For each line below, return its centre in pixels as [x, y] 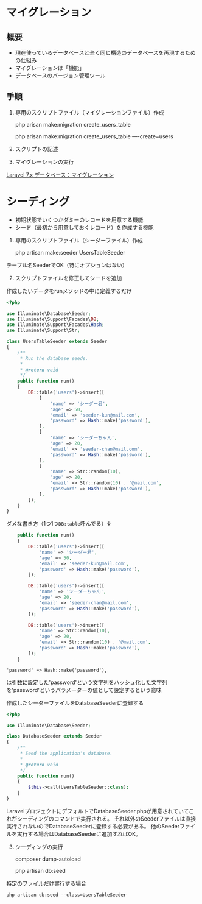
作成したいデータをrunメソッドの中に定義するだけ [69, 291]
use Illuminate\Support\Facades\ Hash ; [55, 325]
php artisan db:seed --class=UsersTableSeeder [66, 895]
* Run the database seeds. [54, 358]
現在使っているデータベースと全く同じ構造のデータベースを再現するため [105, 53]
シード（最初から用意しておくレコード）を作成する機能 [84, 227]
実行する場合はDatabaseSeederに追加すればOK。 [79, 834]
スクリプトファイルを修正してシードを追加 [68, 278]
